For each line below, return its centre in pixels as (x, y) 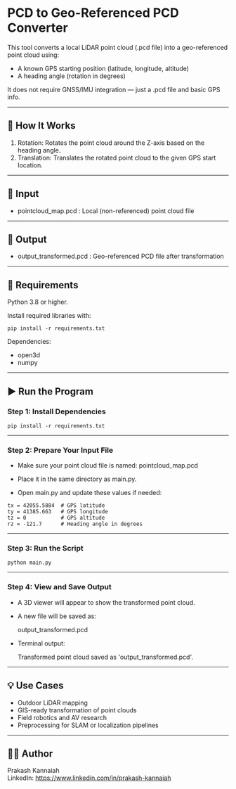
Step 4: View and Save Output (60, 587)
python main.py (29, 563)
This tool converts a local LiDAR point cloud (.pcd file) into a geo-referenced (118, 47)
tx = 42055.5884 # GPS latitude (56, 506)
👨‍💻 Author (30, 753)
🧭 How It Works (41, 126)
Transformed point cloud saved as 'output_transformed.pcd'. (105, 657)
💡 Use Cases (36, 686)
